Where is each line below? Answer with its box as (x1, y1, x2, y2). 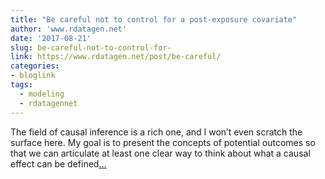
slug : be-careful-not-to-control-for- (10, 42, 172, 53)
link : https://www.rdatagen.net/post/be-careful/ (10, 52, 222, 62)
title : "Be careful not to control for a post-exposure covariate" (10, 14, 298, 25)
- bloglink (10, 71, 56, 81)
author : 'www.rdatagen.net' (10, 24, 128, 34)
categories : (10, 61, 60, 71)
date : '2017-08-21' (10, 33, 92, 43)
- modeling (19, 89, 65, 99)
